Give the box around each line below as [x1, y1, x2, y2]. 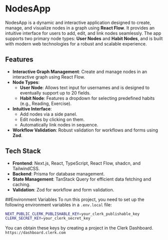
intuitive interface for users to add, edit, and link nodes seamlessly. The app [5, 30, 161, 36]
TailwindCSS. [12, 165, 40, 171]
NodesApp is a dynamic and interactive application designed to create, [5, 19, 151, 25]
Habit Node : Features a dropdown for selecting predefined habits [19, 95, 155, 101]
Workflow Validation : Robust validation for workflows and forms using [12, 127, 158, 133]
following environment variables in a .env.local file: [5, 201, 112, 207]
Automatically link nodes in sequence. [19, 121, 98, 127]
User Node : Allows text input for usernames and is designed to [19, 84, 150, 90]
